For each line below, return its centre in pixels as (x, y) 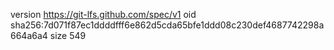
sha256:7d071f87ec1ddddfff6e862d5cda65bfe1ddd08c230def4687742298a (167, 25)
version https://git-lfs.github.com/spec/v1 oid (103, 14)
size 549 (68, 35)
